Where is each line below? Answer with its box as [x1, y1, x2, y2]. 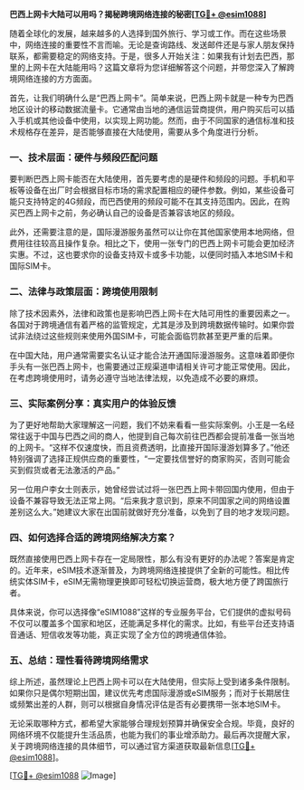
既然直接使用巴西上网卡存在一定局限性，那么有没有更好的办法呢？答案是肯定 [9, 554, 295, 565]
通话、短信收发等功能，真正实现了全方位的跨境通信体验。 [16, 629, 232, 641]
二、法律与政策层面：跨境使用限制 [9, 285, 158, 298]
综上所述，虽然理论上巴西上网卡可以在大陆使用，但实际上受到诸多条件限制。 [9, 676, 295, 687]
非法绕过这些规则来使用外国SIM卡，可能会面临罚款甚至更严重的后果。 [16, 330, 278, 341]
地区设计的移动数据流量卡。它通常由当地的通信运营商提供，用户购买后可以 [9, 104, 287, 114]
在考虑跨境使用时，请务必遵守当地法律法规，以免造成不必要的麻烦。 [9, 372, 263, 383]
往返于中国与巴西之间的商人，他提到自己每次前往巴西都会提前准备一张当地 [16, 430, 295, 442]
